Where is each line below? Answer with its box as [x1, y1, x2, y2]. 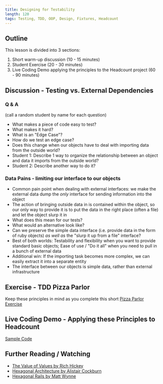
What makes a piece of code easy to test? [12, 121, 96, 127]
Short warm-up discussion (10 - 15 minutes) [12, 57, 100, 62]
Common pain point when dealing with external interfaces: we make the [12, 186, 157, 192]
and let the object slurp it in [12, 212, 67, 218]
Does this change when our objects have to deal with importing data [12, 142, 149, 148]
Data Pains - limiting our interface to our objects [5, 175, 121, 182]
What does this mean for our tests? [12, 217, 83, 223]
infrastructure [12, 269, 40, 275]
